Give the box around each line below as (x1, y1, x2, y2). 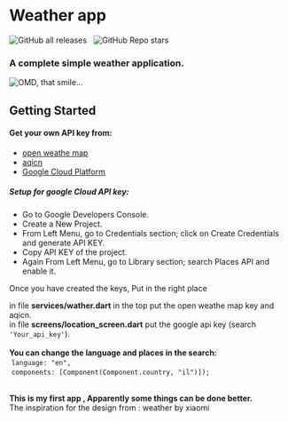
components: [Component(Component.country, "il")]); (11, 368, 210, 377)
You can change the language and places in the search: (9, 347, 217, 358)
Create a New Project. (21, 219, 103, 229)
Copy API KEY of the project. (21, 246, 128, 258)
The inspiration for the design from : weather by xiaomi (9, 402, 210, 413)
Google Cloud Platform (21, 166, 106, 177)
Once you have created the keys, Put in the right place (9, 283, 208, 293)
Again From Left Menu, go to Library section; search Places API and (21, 256, 270, 267)
